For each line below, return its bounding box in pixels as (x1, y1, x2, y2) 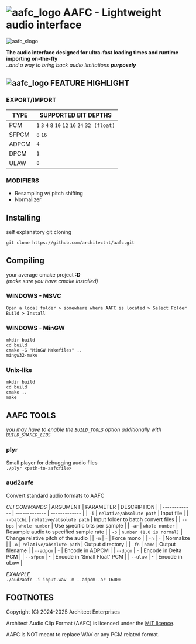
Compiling (6, 256, 45, 266)
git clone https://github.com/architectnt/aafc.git (6, 240, 135, 246)
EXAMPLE (6, 570, 30, 577)
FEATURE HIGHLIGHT (50, 78, 130, 88)
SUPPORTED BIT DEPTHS (39, 111, 112, 119)
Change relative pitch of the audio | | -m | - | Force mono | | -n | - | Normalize (6, 534, 190, 541)
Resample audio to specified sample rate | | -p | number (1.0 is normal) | (6, 528, 183, 535)
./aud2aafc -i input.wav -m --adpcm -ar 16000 (6, 577, 122, 583)
